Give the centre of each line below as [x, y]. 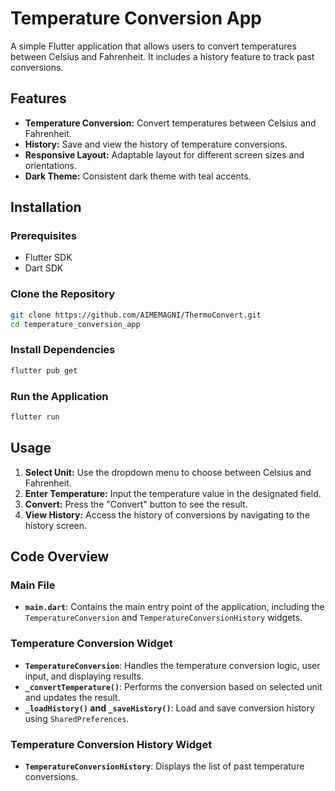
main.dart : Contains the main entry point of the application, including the [174, 607]
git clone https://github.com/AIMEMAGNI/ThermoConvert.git [136, 315]
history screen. [56, 525]
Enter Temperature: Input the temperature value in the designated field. [173, 493]
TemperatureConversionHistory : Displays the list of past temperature [164, 766]
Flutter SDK [48, 258]
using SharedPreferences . [77, 718]
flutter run [35, 417]
